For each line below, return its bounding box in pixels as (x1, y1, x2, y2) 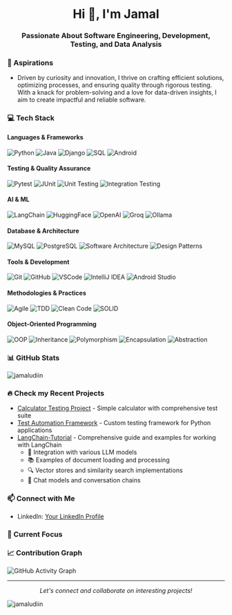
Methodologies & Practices (7, 289, 86, 297)
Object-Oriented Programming (7, 320, 97, 329)
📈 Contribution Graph (7, 548, 83, 558)
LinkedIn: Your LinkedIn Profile (17, 512, 104, 520)
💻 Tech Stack (7, 113, 55, 123)
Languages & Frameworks (7, 133, 84, 141)
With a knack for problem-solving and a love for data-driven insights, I (17, 88, 217, 97)
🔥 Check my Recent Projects (7, 388, 105, 398)
